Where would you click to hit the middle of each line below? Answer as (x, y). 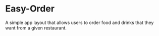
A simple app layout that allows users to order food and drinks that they (79, 22)
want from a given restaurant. (36, 27)
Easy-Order (30, 9)
